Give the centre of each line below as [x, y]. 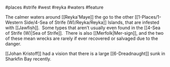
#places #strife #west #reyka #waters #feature [55, 7]
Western [14, 22]
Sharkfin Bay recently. [28, 59]
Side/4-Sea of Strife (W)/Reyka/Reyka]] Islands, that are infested [92, 22]
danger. [13, 44]
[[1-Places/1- [148, 17]
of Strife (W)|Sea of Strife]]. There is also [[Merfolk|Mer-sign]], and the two [84, 33]
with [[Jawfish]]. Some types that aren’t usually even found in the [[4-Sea [83, 28]
